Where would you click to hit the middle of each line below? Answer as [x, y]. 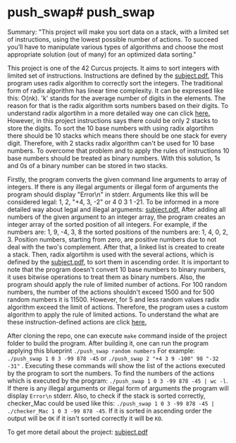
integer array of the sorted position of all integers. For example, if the [107, 224]
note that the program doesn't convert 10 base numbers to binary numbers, [117, 269]
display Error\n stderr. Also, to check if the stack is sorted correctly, [106, 396]
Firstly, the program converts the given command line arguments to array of [117, 179]
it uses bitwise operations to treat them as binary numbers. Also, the [106, 277]
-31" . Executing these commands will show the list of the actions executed [116, 365]
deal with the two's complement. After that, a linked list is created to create [116, 247]
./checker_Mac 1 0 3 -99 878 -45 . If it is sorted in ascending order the [110, 410]
